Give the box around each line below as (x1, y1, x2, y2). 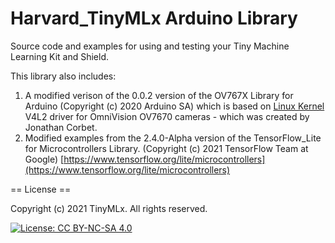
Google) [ (24, 153, 65, 165)
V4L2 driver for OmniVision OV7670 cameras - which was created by (24, 110, 310, 122)
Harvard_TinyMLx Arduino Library (10, 7, 298, 30)
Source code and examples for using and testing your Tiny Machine (10, 40, 290, 52)
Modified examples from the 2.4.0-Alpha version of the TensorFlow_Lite (24, 132, 322, 144)
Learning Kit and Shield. (10, 50, 110, 62)
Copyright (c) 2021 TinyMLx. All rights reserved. (10, 202, 208, 214)
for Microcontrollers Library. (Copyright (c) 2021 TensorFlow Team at (24, 142, 309, 154)
